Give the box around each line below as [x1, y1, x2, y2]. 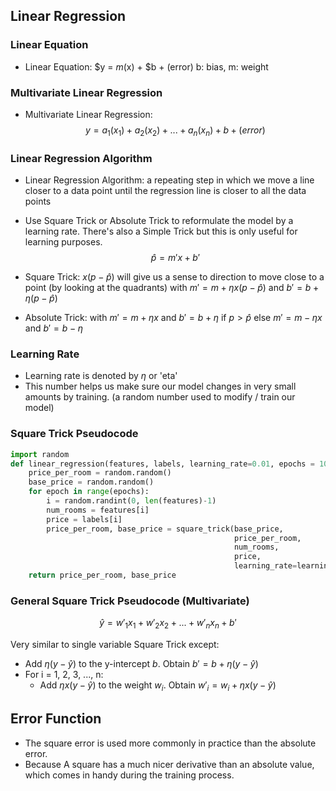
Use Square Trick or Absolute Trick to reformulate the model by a [24, 215, 294, 227]
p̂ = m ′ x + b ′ [150, 252, 201, 264]
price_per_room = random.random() [28, 468, 172, 478]
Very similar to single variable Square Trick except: [10, 639, 220, 651]
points [24, 195, 52, 208]
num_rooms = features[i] [46, 505, 150, 515]
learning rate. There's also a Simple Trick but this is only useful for [24, 225, 298, 238]
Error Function [10, 710, 102, 728]
